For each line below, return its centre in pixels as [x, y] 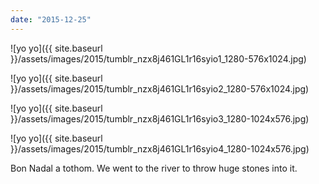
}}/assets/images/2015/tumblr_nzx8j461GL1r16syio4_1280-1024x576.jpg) [160, 148]
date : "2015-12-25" [51, 19]
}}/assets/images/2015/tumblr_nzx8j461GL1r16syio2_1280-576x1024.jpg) [160, 88]
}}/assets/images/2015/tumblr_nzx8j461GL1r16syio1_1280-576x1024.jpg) [158, 58]
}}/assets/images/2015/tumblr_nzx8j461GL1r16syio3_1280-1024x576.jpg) [160, 118]
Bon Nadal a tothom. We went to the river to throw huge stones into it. [154, 168]
